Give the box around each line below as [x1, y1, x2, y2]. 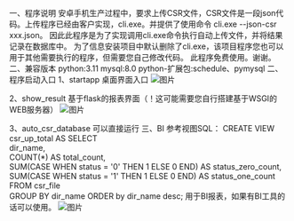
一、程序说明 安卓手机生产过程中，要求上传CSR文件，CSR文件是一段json [9, 8, 276, 18]
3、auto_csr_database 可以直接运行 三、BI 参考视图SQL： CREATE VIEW [9, 123, 275, 133]
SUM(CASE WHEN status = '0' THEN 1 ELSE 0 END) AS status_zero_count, [9, 162, 282, 171]
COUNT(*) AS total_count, [9, 152, 107, 162]
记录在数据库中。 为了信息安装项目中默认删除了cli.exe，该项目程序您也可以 [9, 41, 284, 51]
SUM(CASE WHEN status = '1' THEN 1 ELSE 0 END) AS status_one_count [9, 171, 275, 181]
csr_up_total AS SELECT [9, 133, 98, 144]
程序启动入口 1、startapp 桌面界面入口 [9, 75, 149, 84]
